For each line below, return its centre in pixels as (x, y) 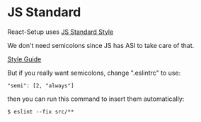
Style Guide (24, 59)
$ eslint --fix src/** (41, 111)
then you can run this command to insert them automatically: (96, 99)
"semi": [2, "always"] (41, 85)
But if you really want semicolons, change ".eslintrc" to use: (94, 73)
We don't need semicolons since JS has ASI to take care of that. (101, 45)
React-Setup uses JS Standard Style (61, 32)
